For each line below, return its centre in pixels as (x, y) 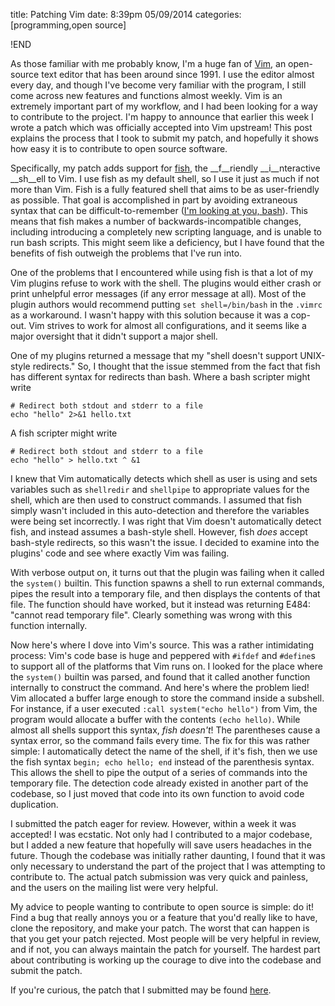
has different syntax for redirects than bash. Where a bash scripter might (160, 377)
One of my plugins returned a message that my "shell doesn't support (154, 355)
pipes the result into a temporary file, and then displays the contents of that (165, 593)
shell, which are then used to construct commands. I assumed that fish (156, 500)
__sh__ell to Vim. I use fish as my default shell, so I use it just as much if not (165, 178)
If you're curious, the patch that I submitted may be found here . (141, 990)
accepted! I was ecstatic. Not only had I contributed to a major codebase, (161, 834)
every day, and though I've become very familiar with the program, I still (158, 85)
